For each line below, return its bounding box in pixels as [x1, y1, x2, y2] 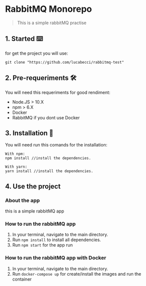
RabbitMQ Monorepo [5, 3, 92, 15]
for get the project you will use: [5, 50, 68, 56]
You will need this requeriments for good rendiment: [5, 89, 111, 95]
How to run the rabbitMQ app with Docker [5, 254, 107, 261]
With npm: [5, 151, 26, 156]
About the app [5, 197, 40, 204]
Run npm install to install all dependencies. [12, 237, 101, 243]
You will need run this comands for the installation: [5, 142, 107, 148]
